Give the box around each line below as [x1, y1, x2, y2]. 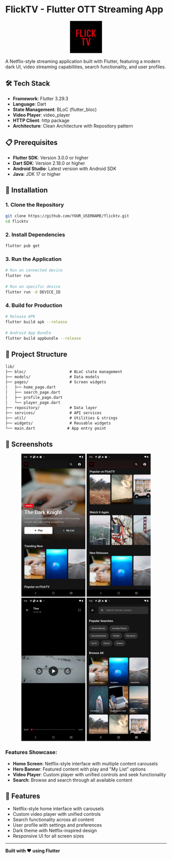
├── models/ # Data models [5, 374, 100, 380]
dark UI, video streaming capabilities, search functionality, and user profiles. [5, 63, 166, 70]
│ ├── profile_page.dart [5, 395, 63, 400]
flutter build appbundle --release [5, 336, 81, 341]
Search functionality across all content [12, 816, 94, 823]
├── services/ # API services [5, 410, 102, 416]
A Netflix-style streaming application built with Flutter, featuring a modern [5, 58, 160, 64]
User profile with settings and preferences [12, 821, 102, 828]
